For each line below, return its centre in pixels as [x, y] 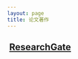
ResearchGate [40, 47]
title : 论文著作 [28, 20]
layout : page [26, 13]
